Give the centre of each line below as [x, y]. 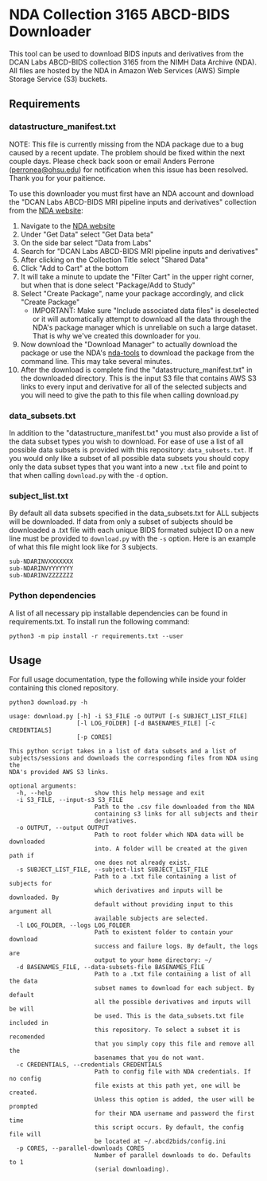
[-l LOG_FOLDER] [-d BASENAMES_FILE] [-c [146, 723]
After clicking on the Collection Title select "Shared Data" [114, 260]
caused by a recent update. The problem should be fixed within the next [127, 152]
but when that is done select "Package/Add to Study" [108, 285]
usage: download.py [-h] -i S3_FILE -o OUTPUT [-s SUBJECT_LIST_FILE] [128, 717]
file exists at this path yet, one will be [167, 1086]
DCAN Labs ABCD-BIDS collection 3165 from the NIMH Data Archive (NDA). [133, 62]
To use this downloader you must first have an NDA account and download [132, 194]
